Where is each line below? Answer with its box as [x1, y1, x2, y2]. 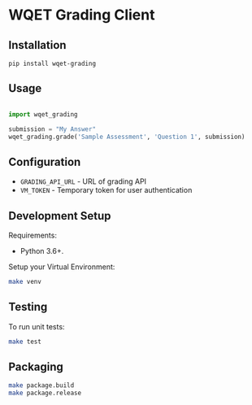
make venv [8, 278, 42, 286]
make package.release [8, 389, 82, 398]
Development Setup [8, 209, 111, 223]
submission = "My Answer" [8, 124, 96, 133]
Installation [8, 38, 67, 52]
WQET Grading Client [8, 6, 155, 24]
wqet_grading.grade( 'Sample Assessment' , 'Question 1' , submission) [8, 133, 245, 141]
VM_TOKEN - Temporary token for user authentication [20, 185, 193, 195]
